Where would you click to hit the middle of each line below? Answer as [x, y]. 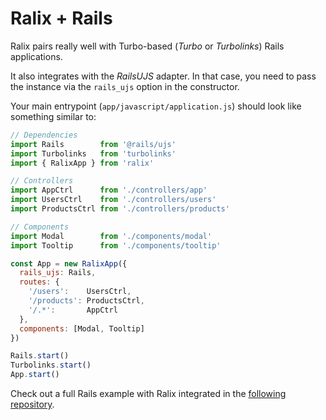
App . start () [35, 375]
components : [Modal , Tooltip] [82, 328]
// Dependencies [44, 135]
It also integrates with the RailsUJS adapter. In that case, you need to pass [163, 76]
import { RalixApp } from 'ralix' [82, 163]
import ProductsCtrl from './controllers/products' [120, 209]
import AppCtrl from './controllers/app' [109, 190]
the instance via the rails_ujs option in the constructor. [125, 86]
